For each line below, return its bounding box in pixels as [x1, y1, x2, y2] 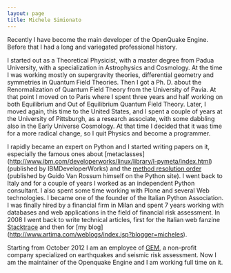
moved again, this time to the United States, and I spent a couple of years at [7, 107, 223, 116]
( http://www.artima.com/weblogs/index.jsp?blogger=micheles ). [7, 230, 188, 238]
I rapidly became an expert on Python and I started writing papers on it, [7, 142, 210, 151]
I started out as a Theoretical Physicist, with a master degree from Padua [7, 56, 214, 64]
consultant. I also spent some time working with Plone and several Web [7, 186, 210, 195]
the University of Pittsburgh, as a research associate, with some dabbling [7, 114, 215, 122]
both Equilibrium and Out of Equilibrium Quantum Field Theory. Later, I [7, 100, 206, 108]
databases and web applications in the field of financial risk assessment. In [7, 208, 221, 217]
